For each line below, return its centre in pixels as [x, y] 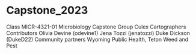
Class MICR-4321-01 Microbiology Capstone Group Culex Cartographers [96, 27]
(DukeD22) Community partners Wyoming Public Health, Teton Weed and [97, 39]
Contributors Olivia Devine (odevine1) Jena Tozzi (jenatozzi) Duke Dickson [98, 33]
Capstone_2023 [47, 10]
